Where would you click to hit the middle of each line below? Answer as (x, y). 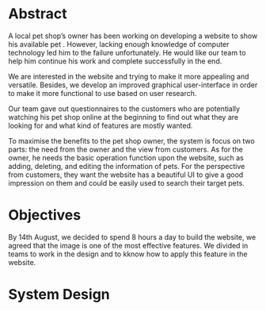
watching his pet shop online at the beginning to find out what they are (123, 117)
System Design (59, 295)
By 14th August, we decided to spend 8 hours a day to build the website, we (132, 237)
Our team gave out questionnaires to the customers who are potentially (124, 109)
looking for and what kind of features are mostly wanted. (101, 125)
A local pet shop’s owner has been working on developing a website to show (133, 36)
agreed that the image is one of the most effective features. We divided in (128, 245)
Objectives (45, 215)
